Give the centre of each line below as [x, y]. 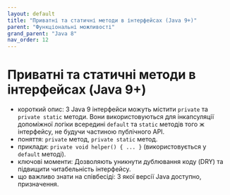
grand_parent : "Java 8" [42, 33]
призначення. [38, 184]
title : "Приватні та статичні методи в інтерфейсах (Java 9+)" [102, 20]
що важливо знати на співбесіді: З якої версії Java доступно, [109, 177]
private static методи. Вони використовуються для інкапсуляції [116, 117]
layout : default [31, 14]
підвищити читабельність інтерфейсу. [74, 169]
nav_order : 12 [28, 40]
